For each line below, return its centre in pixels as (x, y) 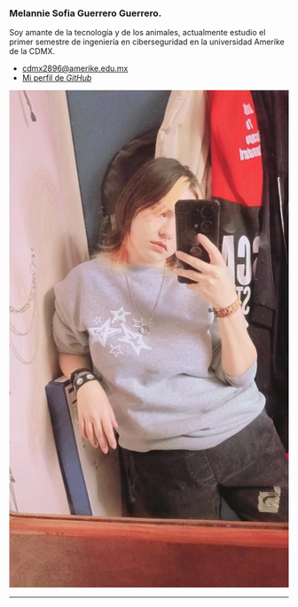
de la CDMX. (32, 51)
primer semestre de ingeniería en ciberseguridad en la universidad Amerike (147, 42)
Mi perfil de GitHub (57, 78)
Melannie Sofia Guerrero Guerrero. (86, 13)
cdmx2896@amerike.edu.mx (75, 68)
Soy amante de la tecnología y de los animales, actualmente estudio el (137, 33)
